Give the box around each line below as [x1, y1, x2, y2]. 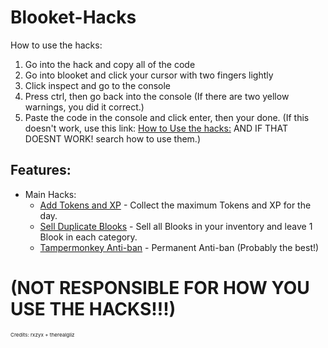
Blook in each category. [39, 231, 138, 243]
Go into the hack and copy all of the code [24, 58, 196, 70]
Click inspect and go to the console [24, 79, 172, 91]
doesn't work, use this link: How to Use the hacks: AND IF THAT [24, 122, 289, 134]
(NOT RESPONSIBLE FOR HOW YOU [10, 276, 310, 299]
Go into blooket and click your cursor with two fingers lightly [24, 69, 274, 81]
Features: [10, 162, 72, 179]
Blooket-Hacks [10, 6, 137, 29]
